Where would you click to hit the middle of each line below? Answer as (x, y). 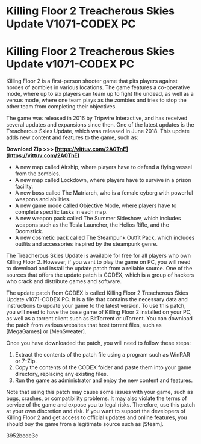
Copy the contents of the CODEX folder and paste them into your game (103, 367)
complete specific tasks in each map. (61, 212)
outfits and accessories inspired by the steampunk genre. (86, 244)
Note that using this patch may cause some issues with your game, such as (100, 392)
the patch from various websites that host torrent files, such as (84, 325)
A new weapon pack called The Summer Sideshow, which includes (98, 219)
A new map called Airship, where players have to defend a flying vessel (104, 167)
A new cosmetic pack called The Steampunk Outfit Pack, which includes (105, 238)
